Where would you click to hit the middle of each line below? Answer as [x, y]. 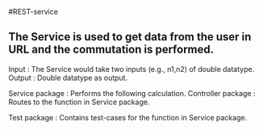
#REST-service [33, 12]
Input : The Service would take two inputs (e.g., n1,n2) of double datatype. [131, 69]
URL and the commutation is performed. [111, 50]
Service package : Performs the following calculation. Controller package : [132, 93]
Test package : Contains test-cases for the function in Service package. [128, 117]
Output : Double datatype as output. [68, 78]
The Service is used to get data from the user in [130, 37]
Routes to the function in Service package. [79, 102]
